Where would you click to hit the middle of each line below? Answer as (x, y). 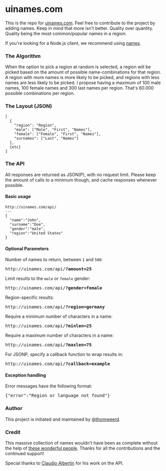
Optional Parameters (27, 248)
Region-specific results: (30, 297)
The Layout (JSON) (29, 106)
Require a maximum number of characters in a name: (59, 335)
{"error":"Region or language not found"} (58, 396)
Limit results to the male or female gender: (48, 279)
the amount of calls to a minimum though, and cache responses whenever (81, 180)
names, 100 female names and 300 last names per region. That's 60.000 (80, 88)
